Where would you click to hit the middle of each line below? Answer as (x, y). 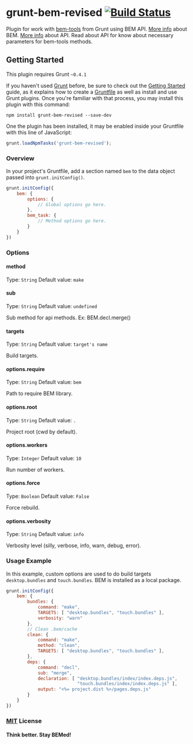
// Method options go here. (72, 221)
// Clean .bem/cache (52, 629)
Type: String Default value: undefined (52, 306)
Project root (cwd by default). (42, 431)
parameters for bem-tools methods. (49, 41)
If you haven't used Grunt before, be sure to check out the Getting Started (96, 85)
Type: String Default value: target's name (57, 344)
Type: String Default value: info (45, 534)
